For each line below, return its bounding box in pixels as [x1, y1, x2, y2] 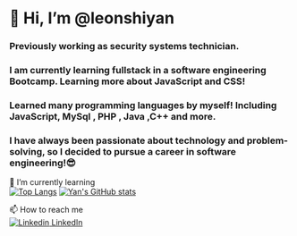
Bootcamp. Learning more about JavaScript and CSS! [9, 75, 246, 88]
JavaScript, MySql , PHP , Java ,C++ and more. [9, 110, 216, 122]
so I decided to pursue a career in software [47, 145, 237, 157]
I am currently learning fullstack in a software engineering [9, 64, 267, 77]
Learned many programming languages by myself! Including [9, 98, 277, 111]
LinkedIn [51, 217, 83, 228]
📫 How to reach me [9, 205, 83, 215]
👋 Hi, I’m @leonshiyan [9, 8, 174, 29]
